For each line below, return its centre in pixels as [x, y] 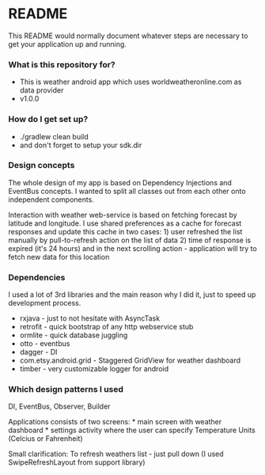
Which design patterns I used [66, 389]
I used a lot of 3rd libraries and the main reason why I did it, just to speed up [132, 294]
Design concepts [42, 165]
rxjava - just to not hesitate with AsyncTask [90, 318]
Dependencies [37, 277]
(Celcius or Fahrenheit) [45, 439]
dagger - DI [38, 352]
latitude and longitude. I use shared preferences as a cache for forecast [125, 223]
